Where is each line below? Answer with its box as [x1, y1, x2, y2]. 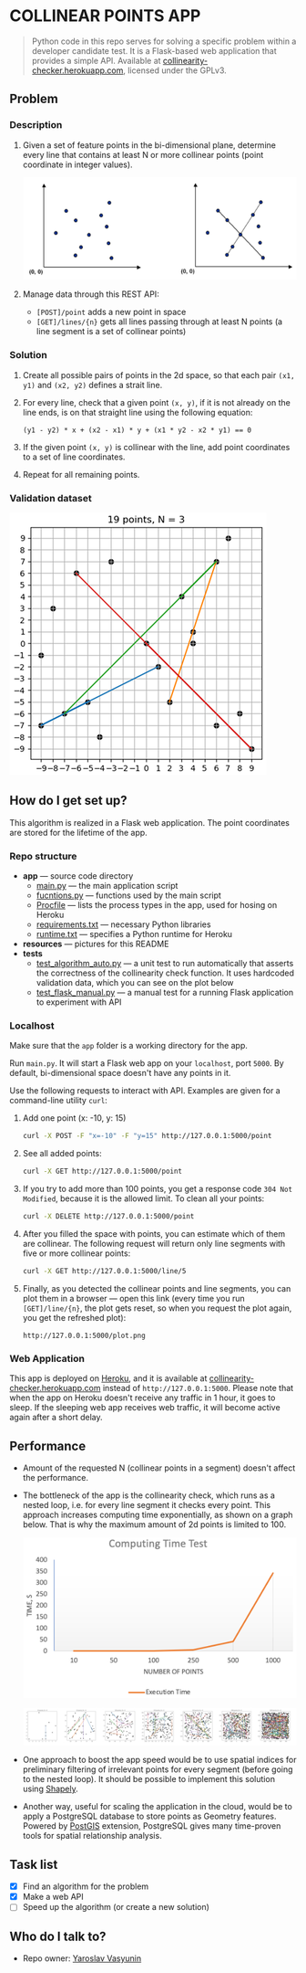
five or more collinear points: [22, 1248, 131, 1259]
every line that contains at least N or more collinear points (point [22, 149, 264, 160]
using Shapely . [22, 1783, 79, 1795]
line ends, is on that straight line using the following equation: [22, 406, 253, 417]
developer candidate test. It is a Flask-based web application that [31, 45, 278, 56]
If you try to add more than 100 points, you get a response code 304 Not [22, 1184, 293, 1195]
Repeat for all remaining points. [22, 469, 140, 480]
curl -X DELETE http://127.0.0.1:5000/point [22, 1212, 195, 1221]
